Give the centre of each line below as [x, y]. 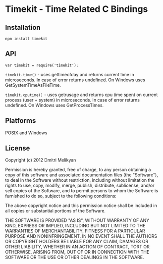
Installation [23, 27]
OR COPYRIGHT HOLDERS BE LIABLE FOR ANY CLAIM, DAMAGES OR [77, 242]
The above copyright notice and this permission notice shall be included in [81, 206]
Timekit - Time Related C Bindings [77, 9]
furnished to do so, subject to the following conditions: [61, 196]
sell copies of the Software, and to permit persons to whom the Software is [82, 191]
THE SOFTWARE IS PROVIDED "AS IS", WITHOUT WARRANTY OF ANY [77, 220]
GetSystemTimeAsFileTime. [33, 85]
